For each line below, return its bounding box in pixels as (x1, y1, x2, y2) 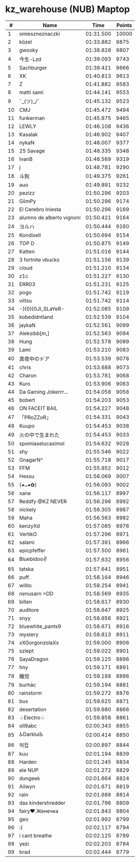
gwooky (19, 46, 39, 53)
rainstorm (19, 689, 42, 696)
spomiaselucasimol (19, 440, 65, 447)
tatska (19, 565, 34, 572)
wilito (19, 582, 32, 589)
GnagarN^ (19, 456, 43, 463)
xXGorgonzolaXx (19, 639, 59, 646)
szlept (19, 647, 34, 654)
